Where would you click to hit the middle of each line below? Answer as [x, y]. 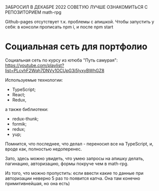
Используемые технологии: [34, 80]
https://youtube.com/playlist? [35, 65]
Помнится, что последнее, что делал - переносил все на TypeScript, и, [79, 144]
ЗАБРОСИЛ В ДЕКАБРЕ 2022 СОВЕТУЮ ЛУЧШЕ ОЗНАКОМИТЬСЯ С [77, 7]
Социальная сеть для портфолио [76, 47]
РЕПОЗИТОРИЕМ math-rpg [33, 12]
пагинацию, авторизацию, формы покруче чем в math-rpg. [67, 164]
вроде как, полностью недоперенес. [44, 149]
